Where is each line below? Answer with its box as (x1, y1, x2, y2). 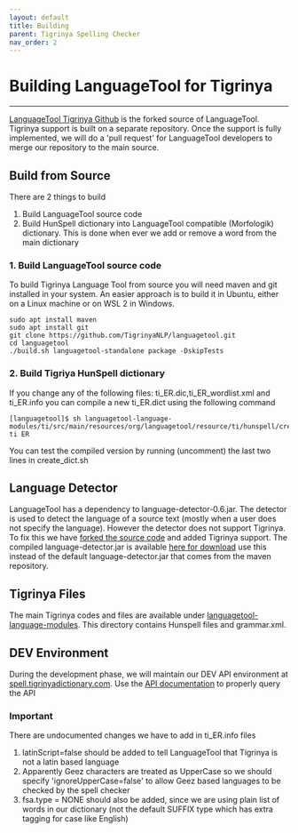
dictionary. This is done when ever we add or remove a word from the (21, 228, 277, 238)
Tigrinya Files (9, 586, 86, 601)
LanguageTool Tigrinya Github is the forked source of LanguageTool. (9, 114, 260, 124)
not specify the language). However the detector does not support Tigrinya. (9, 523, 286, 533)
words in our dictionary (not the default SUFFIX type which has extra (21, 804, 273, 814)
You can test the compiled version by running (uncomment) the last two (9, 445, 271, 456)
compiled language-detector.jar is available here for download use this (9, 541, 268, 552)
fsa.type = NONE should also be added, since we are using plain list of (21, 795, 280, 805)
